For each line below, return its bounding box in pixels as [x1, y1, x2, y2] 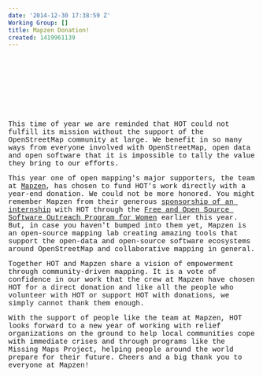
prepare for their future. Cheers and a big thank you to [8, 353, 243, 362]
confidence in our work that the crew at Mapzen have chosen [8, 275, 255, 284]
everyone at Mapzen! [8, 361, 90, 370]
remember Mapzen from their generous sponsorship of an [8, 198, 234, 207]
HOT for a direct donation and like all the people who [8, 283, 234, 292]
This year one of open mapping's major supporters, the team [8, 174, 255, 183]
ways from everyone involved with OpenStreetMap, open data [8, 143, 251, 153]
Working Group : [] [8, 19, 69, 27]
